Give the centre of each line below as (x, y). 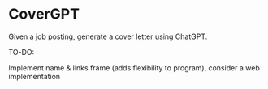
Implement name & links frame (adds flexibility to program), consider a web (134, 68)
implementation (35, 76)
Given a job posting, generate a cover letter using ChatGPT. (108, 36)
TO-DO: (22, 52)
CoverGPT (44, 14)
